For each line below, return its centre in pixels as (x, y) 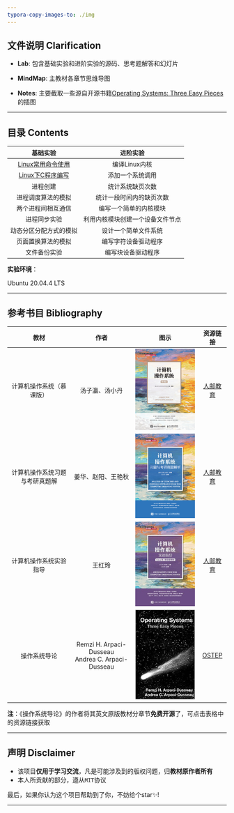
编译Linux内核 (132, 164)
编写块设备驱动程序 (132, 252)
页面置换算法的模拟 (44, 241)
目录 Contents (38, 132)
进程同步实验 (44, 219)
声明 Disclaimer (41, 753)
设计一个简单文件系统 (132, 230)
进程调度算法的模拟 (44, 197)
